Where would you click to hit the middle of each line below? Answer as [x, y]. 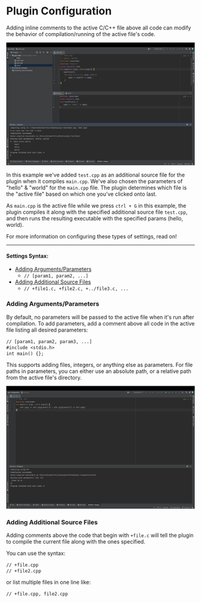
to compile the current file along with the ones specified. [76, 542]
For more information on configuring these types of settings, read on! [92, 237]
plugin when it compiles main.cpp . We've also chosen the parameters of [95, 181]
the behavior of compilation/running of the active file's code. [81, 34]
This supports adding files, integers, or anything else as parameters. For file [100, 365]
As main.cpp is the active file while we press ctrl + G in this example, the [96, 206]
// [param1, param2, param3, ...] [49, 341]
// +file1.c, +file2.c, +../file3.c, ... [76, 289]
